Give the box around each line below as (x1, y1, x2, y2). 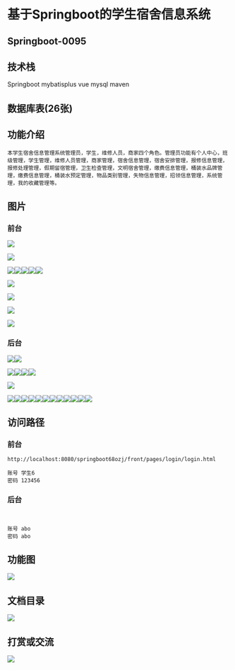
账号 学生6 (7, 470, 35, 477)
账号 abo (7, 525, 31, 532)
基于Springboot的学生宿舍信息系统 (7, 6, 211, 23)
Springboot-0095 (7, 35, 87, 47)
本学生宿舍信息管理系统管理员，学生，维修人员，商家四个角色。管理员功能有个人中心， (7, 149, 223, 157)
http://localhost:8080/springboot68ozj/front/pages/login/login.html (7, 456, 217, 463)
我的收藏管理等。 (17, 179, 60, 186)
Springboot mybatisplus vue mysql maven (7, 80, 129, 89)
